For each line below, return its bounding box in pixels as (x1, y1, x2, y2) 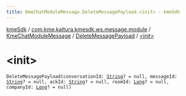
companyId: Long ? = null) (6, 84, 71, 90)
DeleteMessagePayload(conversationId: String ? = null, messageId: (6, 74, 178, 80)
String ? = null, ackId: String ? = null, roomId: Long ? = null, (6, 78, 170, 85)
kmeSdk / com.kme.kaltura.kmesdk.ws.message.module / (6, 26, 151, 33)
